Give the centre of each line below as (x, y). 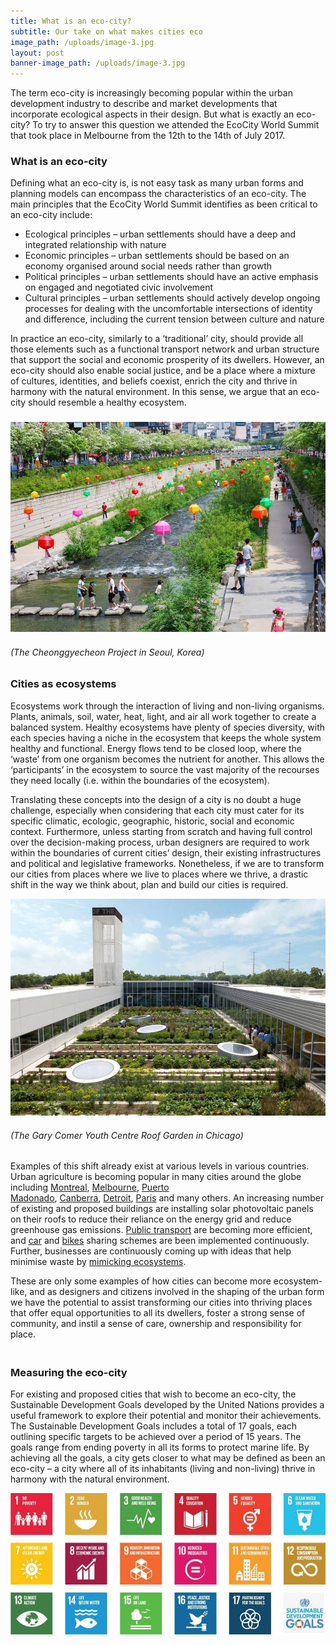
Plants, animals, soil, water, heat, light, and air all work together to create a (163, 716)
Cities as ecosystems (63, 684)
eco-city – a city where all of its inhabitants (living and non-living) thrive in (163, 1469)
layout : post (37, 53)
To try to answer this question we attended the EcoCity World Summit (176, 125)
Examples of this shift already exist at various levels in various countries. (160, 1166)
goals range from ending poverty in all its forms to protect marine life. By (160, 1447)
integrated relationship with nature (95, 245)
